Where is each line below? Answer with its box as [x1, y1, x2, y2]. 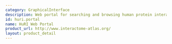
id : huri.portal [5, 17, 40, 22]
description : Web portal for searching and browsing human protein [5, 12, 153, 17]
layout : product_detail [5, 31, 56, 36]
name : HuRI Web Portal [5, 21, 54, 27]
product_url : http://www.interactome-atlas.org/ [5, 26, 111, 31]
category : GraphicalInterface [5, 7, 70, 13]
